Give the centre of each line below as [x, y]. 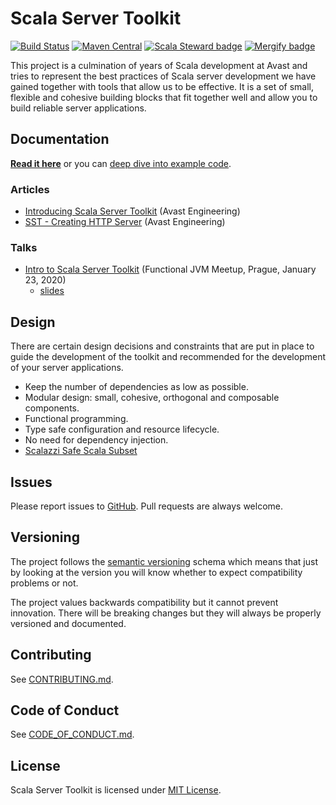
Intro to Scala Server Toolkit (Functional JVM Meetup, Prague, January [170, 269]
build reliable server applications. [78, 108]
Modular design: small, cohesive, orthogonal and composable [152, 398]
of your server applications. [67, 368]
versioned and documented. [68, 623]
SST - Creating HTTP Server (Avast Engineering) [125, 222]
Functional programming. [76, 419]
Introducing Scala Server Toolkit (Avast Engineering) [132, 211]
